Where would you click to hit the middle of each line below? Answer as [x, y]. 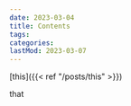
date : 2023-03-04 [42, 18]
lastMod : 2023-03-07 [48, 51]
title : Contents [40, 26]
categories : [32, 43]
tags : [19, 34]
